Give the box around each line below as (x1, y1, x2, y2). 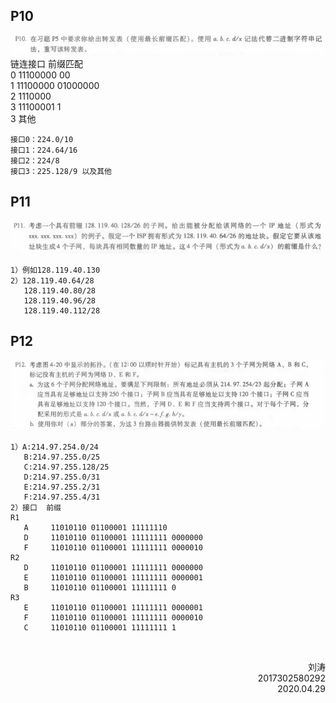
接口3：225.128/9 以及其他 (10, 167, 112, 177)
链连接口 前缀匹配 (10, 58, 83, 70)
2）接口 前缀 (10, 503, 62, 513)
